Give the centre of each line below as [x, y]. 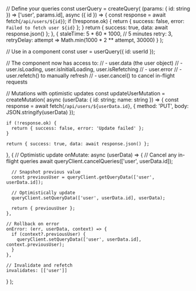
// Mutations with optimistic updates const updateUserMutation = [86, 93]
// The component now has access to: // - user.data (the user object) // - [94, 63]
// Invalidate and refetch [39, 266]
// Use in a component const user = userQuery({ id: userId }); [81, 52]
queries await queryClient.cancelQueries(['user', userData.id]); [97, 161]
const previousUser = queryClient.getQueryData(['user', [83, 177]
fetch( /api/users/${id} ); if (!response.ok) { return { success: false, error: [95, 21]
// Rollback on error [33, 224]
